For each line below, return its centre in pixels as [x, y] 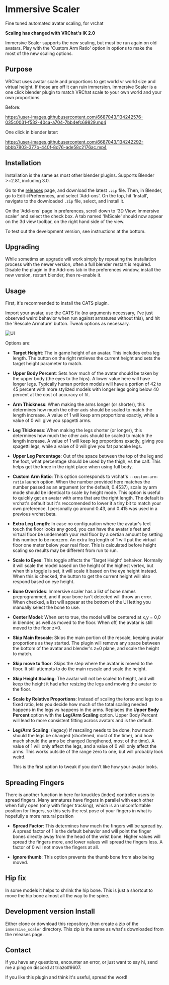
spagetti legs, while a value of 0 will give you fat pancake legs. [77, 446]
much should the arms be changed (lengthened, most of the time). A [83, 741]
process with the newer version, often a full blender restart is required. [78, 264]
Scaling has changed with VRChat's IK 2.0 [50, 33]
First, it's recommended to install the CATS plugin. [57, 303]
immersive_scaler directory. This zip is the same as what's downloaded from [84, 929]
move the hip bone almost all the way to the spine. [57, 895]
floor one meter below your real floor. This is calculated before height [84, 545]
